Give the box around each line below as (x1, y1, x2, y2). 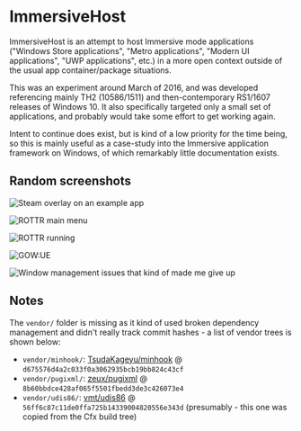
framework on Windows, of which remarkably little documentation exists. (9, 147, 280, 158)
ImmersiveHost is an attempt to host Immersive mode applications (9, 36, 254, 47)
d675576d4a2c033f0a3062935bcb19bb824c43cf (22, 364, 184, 374)
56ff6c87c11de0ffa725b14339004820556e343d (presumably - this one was (22, 401, 288, 412)
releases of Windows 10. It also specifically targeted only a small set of (9, 101, 271, 112)
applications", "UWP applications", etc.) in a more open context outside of (9, 55, 283, 66)
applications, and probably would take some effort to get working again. (9, 111, 276, 121)
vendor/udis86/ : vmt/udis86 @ (22, 391, 137, 402)
